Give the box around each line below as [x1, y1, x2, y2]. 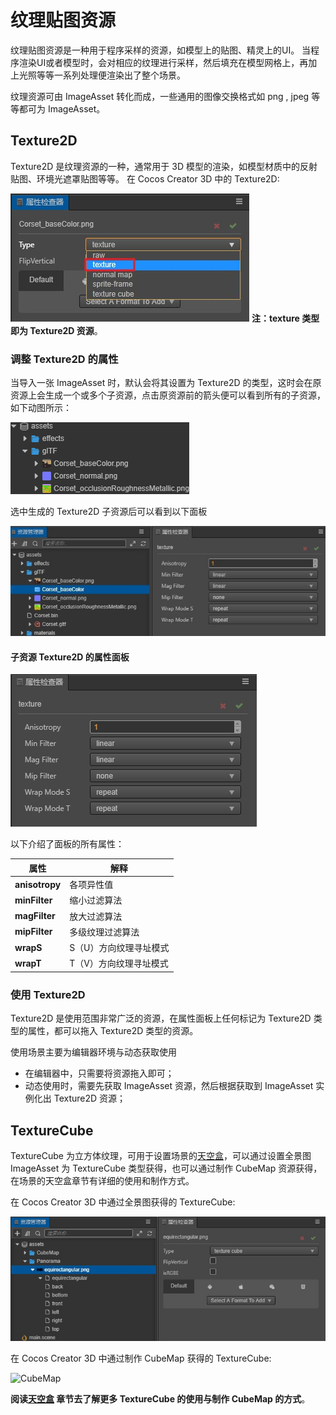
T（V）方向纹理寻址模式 [69, 957, 169, 970]
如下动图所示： [10, 402, 72, 414]
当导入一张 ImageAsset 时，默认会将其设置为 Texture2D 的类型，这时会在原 [10, 377, 322, 389]
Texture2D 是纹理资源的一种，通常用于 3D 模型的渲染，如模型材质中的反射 [10, 160, 318, 172]
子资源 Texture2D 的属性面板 [10, 651, 130, 663]
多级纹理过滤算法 [69, 926, 140, 938]
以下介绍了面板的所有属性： [10, 838, 125, 850]
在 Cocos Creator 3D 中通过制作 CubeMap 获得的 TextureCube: [10, 1352, 272, 1364]
